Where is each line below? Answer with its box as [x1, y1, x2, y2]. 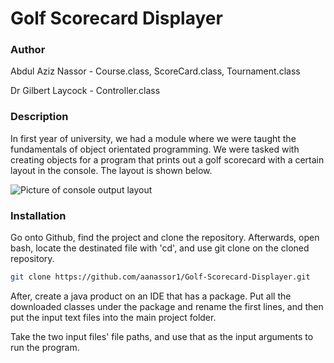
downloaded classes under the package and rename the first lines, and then [10, 300, 324, 312]
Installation [10, 208, 67, 222]
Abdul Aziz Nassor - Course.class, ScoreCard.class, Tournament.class [10, 65, 301, 77]
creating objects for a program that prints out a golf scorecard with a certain [10, 153, 325, 166]
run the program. [10, 341, 80, 353]
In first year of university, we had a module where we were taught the [10, 132, 297, 144]
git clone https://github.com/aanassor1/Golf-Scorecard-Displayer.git [10, 272, 311, 282]
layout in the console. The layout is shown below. [10, 164, 213, 176]
